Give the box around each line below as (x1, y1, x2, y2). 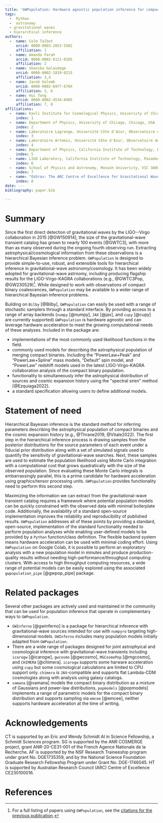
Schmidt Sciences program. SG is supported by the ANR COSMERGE (5, 739, 143, 745)
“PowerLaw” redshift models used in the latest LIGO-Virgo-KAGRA (12, 363, 145, 368)
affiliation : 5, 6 (16, 88, 53, 93)
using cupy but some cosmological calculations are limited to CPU (12, 665, 144, 670)
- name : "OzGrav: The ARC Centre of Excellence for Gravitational (9, 175, 149, 179)
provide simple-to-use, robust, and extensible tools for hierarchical (5, 260, 139, 266)
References (5, 787, 52, 798)
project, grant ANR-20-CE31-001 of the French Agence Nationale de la (5, 744, 146, 750)
